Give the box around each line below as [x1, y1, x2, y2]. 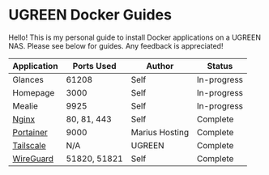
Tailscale [12, 139, 46, 151]
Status [207, 60, 233, 71]
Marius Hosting [130, 126, 189, 138]
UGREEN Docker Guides [8, 6, 173, 24]
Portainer [12, 126, 48, 138]
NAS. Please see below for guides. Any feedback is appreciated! [8, 41, 224, 50]
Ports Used [72, 60, 117, 71]
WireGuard [12, 152, 54, 164]
